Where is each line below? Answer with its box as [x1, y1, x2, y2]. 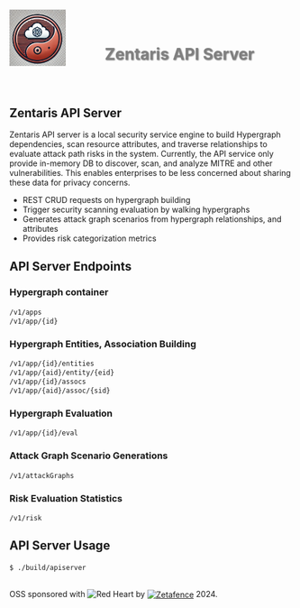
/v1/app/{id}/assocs [9, 377, 87, 386]
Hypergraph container [9, 286, 109, 299]
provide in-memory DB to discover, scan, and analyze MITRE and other [9, 158, 273, 169]
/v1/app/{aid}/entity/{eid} [9, 368, 115, 377]
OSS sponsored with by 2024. [9, 588, 218, 599]
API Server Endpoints [9, 259, 132, 274]
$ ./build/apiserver [9, 563, 87, 572]
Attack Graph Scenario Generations [9, 449, 168, 462]
